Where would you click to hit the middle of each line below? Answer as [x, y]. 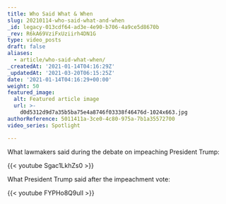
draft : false [26, 47]
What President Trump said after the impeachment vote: [89, 179]
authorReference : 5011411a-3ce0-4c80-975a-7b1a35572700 [91, 119]
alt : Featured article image [56, 100]
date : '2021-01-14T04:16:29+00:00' [60, 79]
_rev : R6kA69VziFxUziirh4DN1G [52, 34]
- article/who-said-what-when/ [60, 60]
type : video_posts [34, 40]
